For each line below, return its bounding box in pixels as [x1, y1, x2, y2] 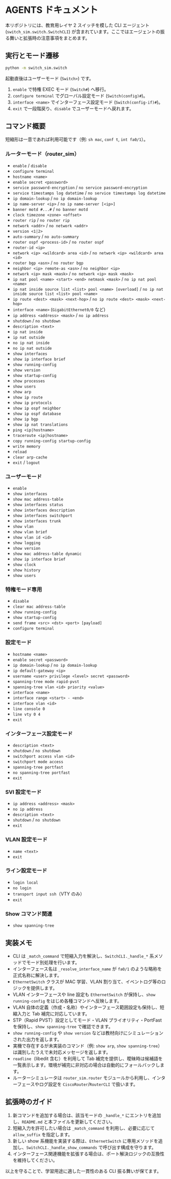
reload [12, 449, 27, 454]
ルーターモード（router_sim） [5, 150, 80, 157]
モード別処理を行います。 [26, 959, 80, 965]
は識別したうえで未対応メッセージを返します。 [12, 1049, 111, 1055]
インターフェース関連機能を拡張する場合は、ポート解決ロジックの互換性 [12, 1150, 165, 1156]
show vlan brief [12, 530, 47, 535]
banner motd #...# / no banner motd [12, 206, 88, 212]
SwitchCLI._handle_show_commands [26, 1145, 97, 1150]
